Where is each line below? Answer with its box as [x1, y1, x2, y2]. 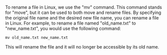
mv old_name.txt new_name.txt [5, 35, 68, 40]
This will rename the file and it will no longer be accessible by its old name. [5, 44, 159, 49]
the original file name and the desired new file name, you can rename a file [5, 15, 159, 20]
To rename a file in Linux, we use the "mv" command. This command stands [5, 4, 162, 10]
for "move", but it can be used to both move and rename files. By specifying [5, 9, 161, 15]
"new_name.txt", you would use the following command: [5, 25, 121, 31]
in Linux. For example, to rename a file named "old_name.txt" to [5, 20, 136, 26]
